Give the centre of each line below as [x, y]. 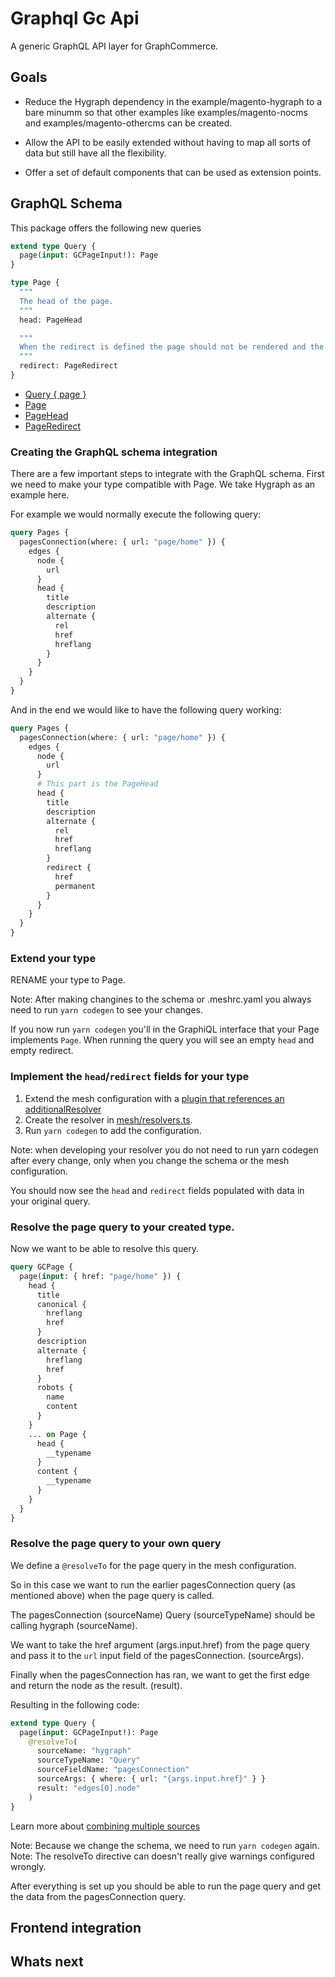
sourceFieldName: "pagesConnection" [113, 1770]
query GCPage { [42, 1267]
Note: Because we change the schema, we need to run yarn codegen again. [165, 1845]
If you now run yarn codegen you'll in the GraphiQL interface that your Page [165, 1029]
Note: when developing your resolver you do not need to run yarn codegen [164, 1149]
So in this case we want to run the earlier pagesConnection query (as [153, 1584]
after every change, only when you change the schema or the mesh [150, 1160]
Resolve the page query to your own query [116, 1544]
